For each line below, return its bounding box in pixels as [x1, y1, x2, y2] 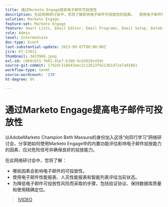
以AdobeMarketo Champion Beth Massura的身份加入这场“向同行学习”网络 [5, 134, 157, 140]
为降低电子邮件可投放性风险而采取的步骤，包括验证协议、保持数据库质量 [12, 180, 161, 186]
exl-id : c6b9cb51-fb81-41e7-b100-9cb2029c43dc [5, 58, 104, 63]
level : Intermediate [5, 35, 48, 40]
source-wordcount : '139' [5, 72, 57, 77]
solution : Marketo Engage [5, 16, 59, 21]
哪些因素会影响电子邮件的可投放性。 [12, 168, 87, 174]
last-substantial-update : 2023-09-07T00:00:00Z [5, 44, 106, 49]
